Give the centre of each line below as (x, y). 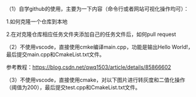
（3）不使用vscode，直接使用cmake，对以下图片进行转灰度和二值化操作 (96, 80)
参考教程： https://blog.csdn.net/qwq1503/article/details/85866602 (89, 67)
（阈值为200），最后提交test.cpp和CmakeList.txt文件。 (73, 87)
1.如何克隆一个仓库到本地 (37, 22)
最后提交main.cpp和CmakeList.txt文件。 (56, 54)
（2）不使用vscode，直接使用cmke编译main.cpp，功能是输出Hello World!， (100, 47)
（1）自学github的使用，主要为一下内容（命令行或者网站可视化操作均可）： (98, 9)
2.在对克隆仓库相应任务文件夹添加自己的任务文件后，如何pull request (91, 34)
